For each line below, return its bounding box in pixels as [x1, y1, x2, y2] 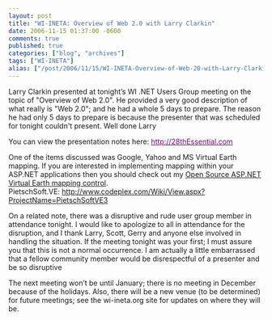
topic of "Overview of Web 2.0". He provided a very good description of [8, 95, 249, 105]
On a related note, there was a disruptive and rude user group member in [8, 211, 253, 221]
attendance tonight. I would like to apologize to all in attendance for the [8, 219, 245, 229]
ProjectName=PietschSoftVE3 [8, 195, 108, 204]
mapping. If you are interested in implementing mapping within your [8, 161, 234, 171]
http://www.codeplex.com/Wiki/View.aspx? [62, 187, 206, 196]
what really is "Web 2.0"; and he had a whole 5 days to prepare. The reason [8, 103, 261, 113]
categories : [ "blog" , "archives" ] [8, 49, 125, 57]
